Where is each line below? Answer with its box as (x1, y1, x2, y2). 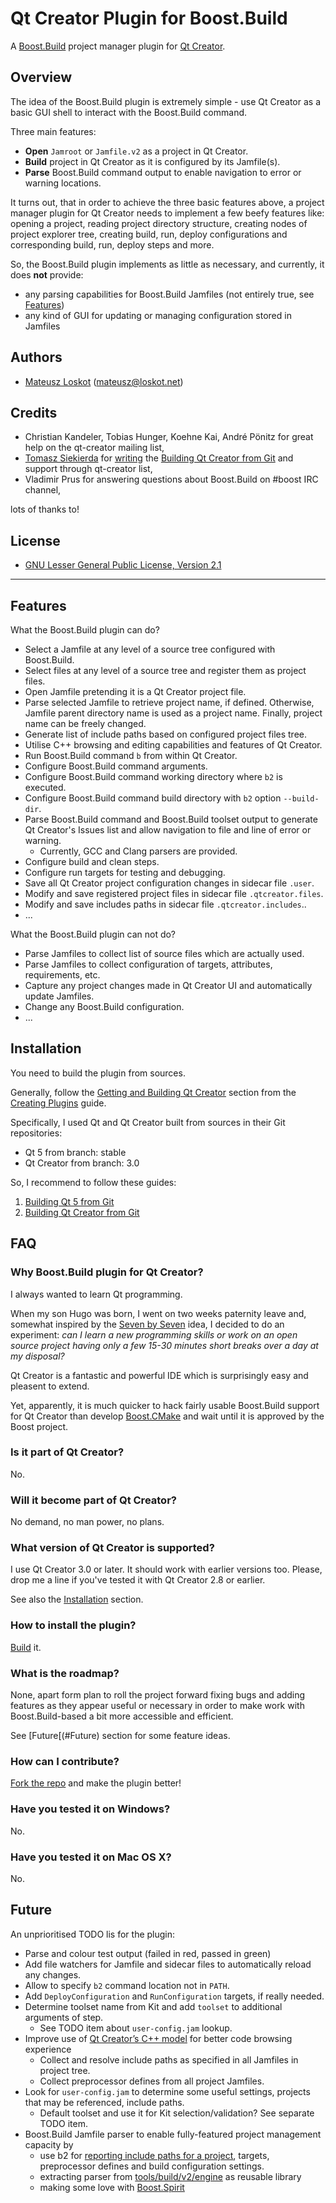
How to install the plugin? (10, 1618, 137, 1632)
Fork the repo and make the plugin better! (10, 1777, 182, 1789)
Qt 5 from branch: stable (24, 1146, 127, 1158)
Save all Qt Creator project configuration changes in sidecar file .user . (24, 877, 315, 889)
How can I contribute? (10, 1754, 120, 1768)
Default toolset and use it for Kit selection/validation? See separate (39, 2107, 315, 2119)
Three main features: (10, 125, 97, 137)
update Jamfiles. (24, 990, 95, 1002)
